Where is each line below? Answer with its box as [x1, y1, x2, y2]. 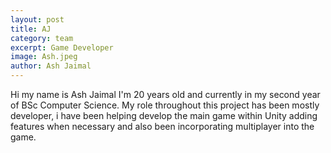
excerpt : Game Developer [10, 42, 114, 53]
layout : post [10, 14, 65, 25]
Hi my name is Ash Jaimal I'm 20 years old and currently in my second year [10, 89, 321, 100]
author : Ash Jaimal [10, 61, 92, 71]
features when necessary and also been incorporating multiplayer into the [10, 121, 315, 132]
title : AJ [10, 24, 52, 34]
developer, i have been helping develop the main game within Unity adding [10, 110, 318, 121]
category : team [10, 33, 74, 43]
